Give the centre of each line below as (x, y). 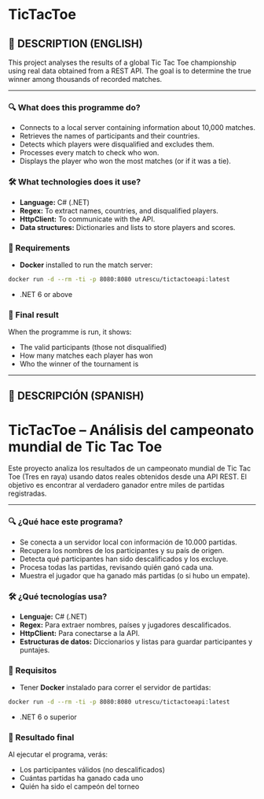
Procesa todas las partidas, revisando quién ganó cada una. (116, 567)
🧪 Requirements (39, 247)
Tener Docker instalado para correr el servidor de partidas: (115, 688)
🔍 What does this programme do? (74, 107)
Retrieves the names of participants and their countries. (110, 136)
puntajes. (35, 650)
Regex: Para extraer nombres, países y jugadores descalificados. (125, 625)
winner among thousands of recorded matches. (85, 79)
